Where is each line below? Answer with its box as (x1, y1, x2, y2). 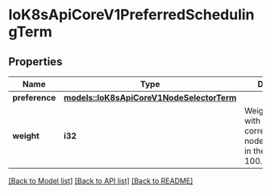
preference (12, 92, 56, 103)
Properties (8, 55, 63, 68)
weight (12, 130, 40, 142)
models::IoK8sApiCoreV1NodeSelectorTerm (63, 92, 237, 103)
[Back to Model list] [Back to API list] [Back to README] (8, 176, 194, 186)
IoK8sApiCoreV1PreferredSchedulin (8, 6, 255, 24)
